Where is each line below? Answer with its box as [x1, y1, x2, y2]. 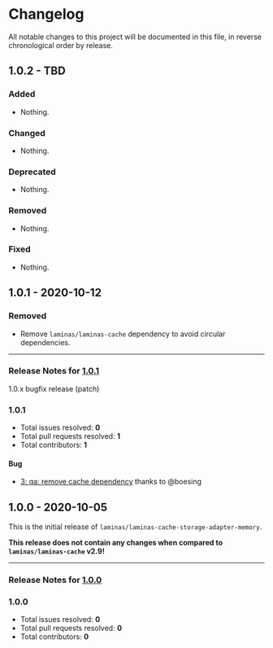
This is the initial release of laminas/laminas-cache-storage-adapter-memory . [8, 522, 262, 532]
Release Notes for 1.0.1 [8, 366, 100, 377]
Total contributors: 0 [19, 632, 89, 641]
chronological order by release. [8, 40, 114, 50]
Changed [8, 127, 46, 138]
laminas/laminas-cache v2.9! [8, 546, 106, 556]
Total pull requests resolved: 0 [19, 624, 123, 633]
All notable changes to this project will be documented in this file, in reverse [8, 32, 262, 42]
